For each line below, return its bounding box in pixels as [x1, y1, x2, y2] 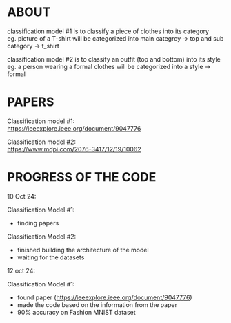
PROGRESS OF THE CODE [7, 169, 157, 185]
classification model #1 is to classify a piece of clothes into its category [7, 27, 209, 35]
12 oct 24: [7, 266, 36, 275]
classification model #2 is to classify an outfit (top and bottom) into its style [7, 55, 221, 63]
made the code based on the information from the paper [17, 300, 178, 308]
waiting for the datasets [17, 253, 85, 261]
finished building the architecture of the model [17, 246, 150, 254]
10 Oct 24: [7, 192, 37, 201]
